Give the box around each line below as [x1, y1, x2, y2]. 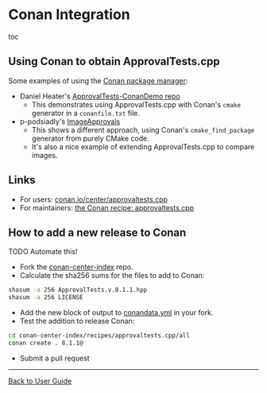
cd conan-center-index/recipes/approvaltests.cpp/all [8, 332, 191, 340]
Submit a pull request [19, 353, 90, 363]
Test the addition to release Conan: [19, 316, 135, 326]
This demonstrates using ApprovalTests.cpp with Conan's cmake [31, 99, 241, 109]
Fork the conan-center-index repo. [19, 262, 133, 272]
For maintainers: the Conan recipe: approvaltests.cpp [19, 202, 195, 212]
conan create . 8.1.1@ [8, 339, 83, 347]
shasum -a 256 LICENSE [8, 294, 83, 302]
